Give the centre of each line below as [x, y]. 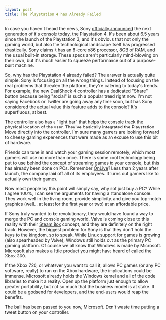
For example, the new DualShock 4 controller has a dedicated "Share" [77, 91]
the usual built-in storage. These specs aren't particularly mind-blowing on [82, 55]
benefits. [14, 297]
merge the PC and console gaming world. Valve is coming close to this [77, 219]
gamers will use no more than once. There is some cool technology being [80, 157]
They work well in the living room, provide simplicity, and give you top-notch [83, 198]
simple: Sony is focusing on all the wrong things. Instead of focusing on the [82, 80]
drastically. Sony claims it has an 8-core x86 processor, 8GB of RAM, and [80, 50]
